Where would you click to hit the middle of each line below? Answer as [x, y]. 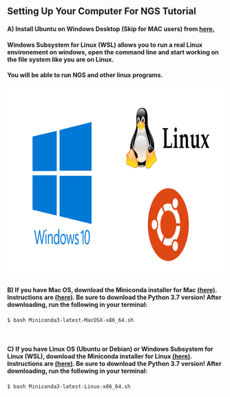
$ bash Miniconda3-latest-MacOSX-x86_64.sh [71, 320]
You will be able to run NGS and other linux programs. [85, 75]
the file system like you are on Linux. [61, 59]
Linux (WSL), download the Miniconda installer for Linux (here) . [100, 356]
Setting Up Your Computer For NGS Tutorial [102, 11]
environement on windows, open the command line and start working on [113, 52]
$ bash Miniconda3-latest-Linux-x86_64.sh [69, 387]
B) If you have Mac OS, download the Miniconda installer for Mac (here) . [112, 290]
